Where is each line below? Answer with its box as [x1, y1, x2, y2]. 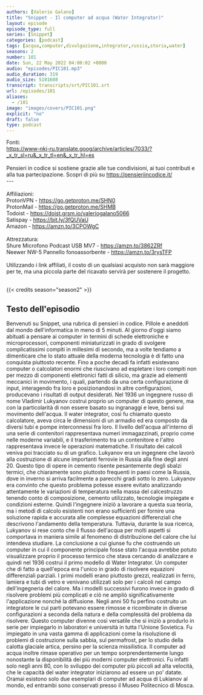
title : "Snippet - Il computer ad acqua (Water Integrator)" [6, 15, 164, 21]
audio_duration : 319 [6, 71, 59, 77]
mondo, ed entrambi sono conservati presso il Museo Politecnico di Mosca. [6, 682, 195, 689]
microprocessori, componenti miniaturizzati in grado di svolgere [6, 339, 166, 347]
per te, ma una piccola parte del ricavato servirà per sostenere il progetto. [6, 268, 191, 275]
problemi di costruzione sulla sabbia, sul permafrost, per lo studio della [6, 636, 184, 643]
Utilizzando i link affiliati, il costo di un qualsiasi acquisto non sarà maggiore [6, 261, 195, 269]
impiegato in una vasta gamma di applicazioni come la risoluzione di [6, 630, 177, 637]
